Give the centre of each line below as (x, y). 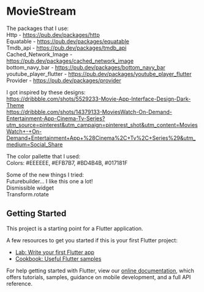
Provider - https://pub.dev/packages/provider (64, 80)
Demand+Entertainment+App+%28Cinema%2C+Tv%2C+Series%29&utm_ (101, 138)
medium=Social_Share (35, 144)
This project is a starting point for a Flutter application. (75, 228)
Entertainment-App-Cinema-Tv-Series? (56, 118)
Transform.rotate (28, 194)
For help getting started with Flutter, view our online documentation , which (100, 271)
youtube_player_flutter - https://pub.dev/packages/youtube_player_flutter (99, 74)
